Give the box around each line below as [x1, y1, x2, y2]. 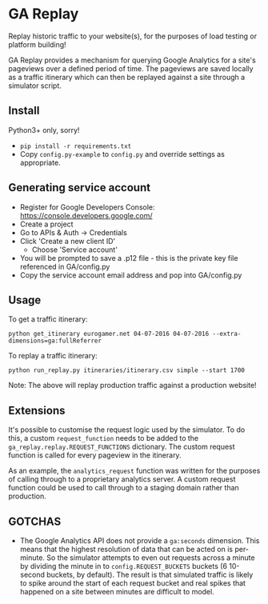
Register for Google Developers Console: [19, 202, 155, 212]
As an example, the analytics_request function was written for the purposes [8, 466, 261, 476]
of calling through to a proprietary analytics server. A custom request [8, 474, 236, 484]
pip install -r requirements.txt [19, 142, 132, 150]
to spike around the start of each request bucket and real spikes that [19, 578, 246, 588]
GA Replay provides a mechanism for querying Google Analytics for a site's [8, 55, 256, 65]
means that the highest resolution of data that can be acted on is [19, 545, 234, 554]
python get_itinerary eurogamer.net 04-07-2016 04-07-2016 [8, 330, 210, 338]
